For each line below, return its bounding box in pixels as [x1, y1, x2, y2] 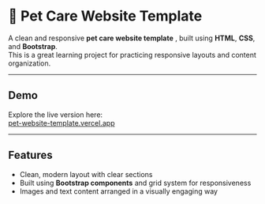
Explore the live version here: [8, 110, 103, 119]
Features [8, 149, 53, 162]
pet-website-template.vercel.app [8, 118, 115, 127]
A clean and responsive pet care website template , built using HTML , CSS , [8, 33, 256, 43]
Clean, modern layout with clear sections [19, 169, 153, 179]
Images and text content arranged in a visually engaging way [19, 186, 218, 196]
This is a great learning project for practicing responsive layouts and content [8, 50, 256, 59]
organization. [8, 59, 51, 68]
